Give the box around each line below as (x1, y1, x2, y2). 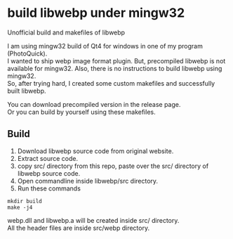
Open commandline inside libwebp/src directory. (17, 176, 159, 185)
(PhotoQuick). (7, 49, 48, 58)
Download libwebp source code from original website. (17, 146, 174, 155)
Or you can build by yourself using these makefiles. (7, 108, 156, 116)
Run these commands (17, 184, 81, 193)
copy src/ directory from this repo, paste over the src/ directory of (17, 162, 209, 170)
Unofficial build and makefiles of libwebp (7, 28, 125, 37)
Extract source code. (17, 154, 79, 162)
